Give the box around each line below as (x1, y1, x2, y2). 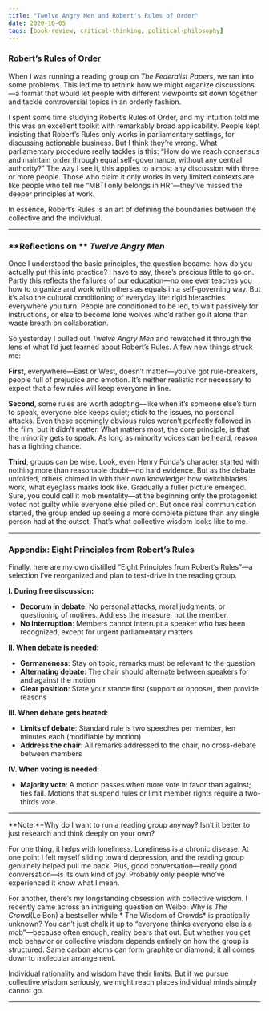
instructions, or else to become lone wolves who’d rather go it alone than (8, 309, 248, 319)
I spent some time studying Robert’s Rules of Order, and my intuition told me (8, 112, 259, 122)
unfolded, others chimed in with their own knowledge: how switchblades (8, 473, 247, 483)
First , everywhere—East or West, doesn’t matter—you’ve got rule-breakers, (8, 366, 259, 376)
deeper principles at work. (8, 189, 95, 199)
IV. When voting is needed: (8, 764, 100, 774)
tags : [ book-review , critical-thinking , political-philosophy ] (8, 26, 224, 34)
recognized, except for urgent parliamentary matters (19, 627, 194, 637)
